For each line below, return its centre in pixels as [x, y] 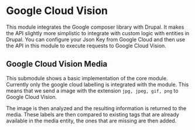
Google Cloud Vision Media [57, 64]
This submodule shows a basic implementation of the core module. [87, 78]
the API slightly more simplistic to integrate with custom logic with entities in [98, 33]
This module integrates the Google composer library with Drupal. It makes [95, 27]
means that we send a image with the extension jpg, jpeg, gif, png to [92, 90]
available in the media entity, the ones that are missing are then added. [91, 121]
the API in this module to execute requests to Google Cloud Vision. [86, 46]
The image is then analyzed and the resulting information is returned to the [96, 108]
